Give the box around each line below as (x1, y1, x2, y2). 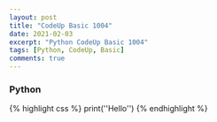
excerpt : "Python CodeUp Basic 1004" (9, 37, 149, 47)
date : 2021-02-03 (9, 29, 74, 38)
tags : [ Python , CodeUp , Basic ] (9, 46, 125, 55)
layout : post (9, 12, 58, 22)
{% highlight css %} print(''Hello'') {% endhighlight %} (9, 103, 208, 114)
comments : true (9, 54, 66, 63)
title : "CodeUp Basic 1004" (9, 21, 113, 30)
